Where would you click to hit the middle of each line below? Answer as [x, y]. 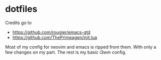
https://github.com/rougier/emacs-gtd [51, 32]
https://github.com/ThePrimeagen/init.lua [55, 37]
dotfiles [21, 9]
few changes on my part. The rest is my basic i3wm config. [66, 52]
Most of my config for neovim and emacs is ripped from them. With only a [81, 47]
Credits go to [18, 23]
